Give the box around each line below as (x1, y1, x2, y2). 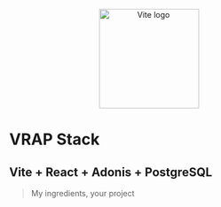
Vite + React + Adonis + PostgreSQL (9, 165, 213, 180)
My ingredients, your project (30, 188, 135, 198)
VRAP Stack (9, 129, 100, 149)
